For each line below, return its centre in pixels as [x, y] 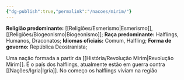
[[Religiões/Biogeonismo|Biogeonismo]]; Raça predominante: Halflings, [93, 34]
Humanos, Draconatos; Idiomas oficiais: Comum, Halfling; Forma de [89, 40]
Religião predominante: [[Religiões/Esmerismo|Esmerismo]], [79, 28]
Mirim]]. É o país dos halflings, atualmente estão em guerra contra [86, 64]
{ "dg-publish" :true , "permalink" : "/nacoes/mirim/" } [69, 11]
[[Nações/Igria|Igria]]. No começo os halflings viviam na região [82, 70]
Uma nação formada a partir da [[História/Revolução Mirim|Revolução [90, 58]
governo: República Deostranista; [47, 47]
